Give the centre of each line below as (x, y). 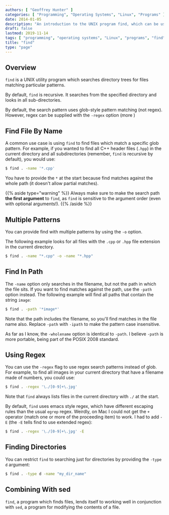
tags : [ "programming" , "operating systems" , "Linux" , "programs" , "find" (85, 38)
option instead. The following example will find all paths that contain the (79, 294)
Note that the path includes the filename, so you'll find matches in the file (81, 319)
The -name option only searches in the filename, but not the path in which (81, 284)
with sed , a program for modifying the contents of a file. (63, 507)
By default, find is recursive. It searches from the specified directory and (81, 95)
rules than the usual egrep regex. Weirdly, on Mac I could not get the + (77, 412)
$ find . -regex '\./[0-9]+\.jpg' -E (45, 432)
